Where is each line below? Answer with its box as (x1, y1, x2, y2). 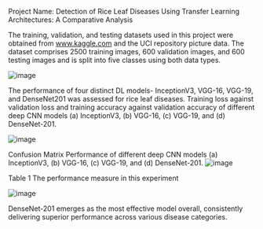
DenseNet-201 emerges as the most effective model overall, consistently (8, 204, 243, 213)
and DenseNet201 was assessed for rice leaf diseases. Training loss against (8, 94, 254, 103)
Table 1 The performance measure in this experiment (8, 173, 179, 183)
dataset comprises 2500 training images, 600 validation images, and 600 (8, 47, 245, 56)
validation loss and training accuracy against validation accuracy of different (8, 102, 255, 112)
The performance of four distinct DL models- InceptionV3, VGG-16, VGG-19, (8, 86, 254, 95)
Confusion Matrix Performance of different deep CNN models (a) (8, 150, 218, 159)
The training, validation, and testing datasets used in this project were (8, 31, 234, 39)
